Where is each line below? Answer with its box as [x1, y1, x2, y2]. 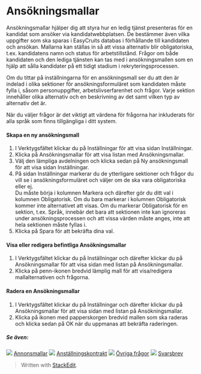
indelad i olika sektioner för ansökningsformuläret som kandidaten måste [6, 80, 186, 88]
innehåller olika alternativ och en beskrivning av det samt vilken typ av [6, 93, 180, 100]
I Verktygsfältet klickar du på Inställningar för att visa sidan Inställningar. [14, 145, 193, 152]
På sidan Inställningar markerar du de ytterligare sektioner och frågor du [14, 170, 194, 178]
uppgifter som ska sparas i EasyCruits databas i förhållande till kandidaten [6, 37, 190, 44]
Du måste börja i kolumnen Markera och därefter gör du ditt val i [14, 189, 174, 196]
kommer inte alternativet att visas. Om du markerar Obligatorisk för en [14, 202, 188, 210]
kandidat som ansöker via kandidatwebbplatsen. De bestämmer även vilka [6, 30, 190, 37]
